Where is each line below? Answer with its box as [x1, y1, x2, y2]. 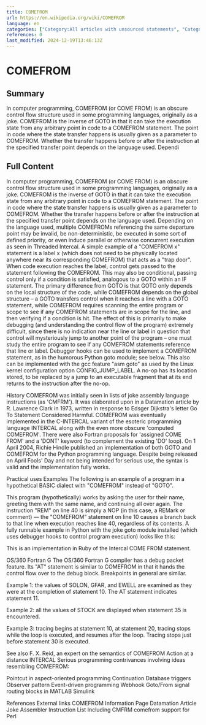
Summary [6, 88, 45, 99]
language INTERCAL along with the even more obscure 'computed [6, 424, 174, 431]
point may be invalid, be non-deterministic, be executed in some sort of [6, 229, 187, 237]
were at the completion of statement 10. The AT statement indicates [6, 588, 177, 595]
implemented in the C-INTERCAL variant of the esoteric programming [6, 418, 182, 425]
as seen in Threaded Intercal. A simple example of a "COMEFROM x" [6, 243, 180, 250]
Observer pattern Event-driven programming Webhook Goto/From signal [6, 681, 190, 688]
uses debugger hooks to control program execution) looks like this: [6, 532, 176, 540]
